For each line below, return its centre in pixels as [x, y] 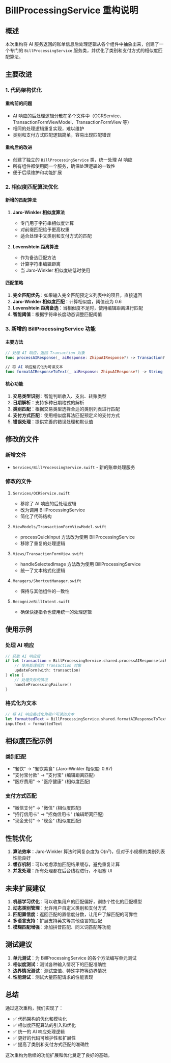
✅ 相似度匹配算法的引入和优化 [44, 1025]
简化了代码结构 [36, 516]
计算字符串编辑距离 [40, 264]
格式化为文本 [21, 703]
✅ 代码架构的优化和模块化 [40, 1019]
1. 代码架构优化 [24, 90]
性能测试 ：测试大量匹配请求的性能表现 [53, 977]
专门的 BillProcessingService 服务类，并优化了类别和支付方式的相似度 [84, 50]
